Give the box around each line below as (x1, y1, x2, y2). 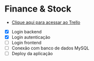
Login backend (11, 29, 42, 34)
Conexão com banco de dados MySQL (11, 45, 90, 51)
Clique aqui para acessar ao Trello (11, 19, 81, 25)
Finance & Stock (4, 3, 72, 15)
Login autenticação (11, 34, 51, 40)
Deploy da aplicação (11, 51, 53, 57)
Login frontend (11, 40, 42, 46)
